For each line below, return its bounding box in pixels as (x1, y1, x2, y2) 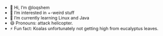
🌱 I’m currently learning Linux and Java (9, 15, 90, 20)
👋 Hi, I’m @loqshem (9, 5, 50, 10)
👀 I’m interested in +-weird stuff (9, 10, 75, 16)
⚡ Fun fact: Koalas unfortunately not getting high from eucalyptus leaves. (9, 26, 159, 31)
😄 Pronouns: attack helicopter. (9, 20, 73, 26)
